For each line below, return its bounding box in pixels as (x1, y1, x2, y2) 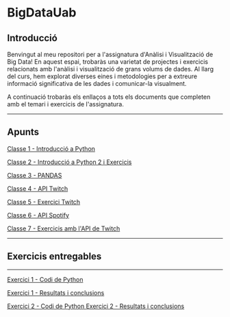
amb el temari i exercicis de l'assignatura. (7, 100, 125, 108)
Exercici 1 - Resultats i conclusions (7, 288, 105, 296)
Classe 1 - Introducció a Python (7, 144, 96, 152)
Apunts (7, 126, 40, 138)
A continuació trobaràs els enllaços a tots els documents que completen (7, 93, 211, 101)
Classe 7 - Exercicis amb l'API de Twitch (7, 224, 120, 233)
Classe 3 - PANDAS (7, 171, 62, 179)
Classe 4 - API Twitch (7, 184, 68, 193)
